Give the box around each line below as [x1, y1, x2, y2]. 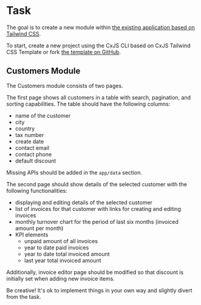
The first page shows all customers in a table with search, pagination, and [6, 93, 191, 101]
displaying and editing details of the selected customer [15, 198, 153, 206]
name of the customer [15, 112, 71, 119]
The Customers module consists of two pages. [6, 82, 123, 89]
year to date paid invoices [24, 244, 89, 251]
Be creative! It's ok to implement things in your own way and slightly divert [6, 286, 192, 294]
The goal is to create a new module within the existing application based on [6, 24, 196, 31]
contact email [15, 144, 50, 152]
